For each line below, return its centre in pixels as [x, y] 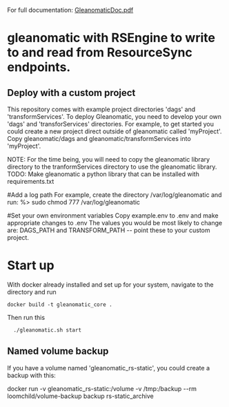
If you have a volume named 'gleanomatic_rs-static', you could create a [109, 368]
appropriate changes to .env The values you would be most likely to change [115, 223]
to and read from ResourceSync [100, 53]
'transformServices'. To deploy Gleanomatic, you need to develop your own [114, 116]
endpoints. [39, 67]
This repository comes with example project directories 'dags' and [101, 109]
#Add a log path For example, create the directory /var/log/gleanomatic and [114, 195]
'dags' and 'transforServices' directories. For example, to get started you [110, 124]
